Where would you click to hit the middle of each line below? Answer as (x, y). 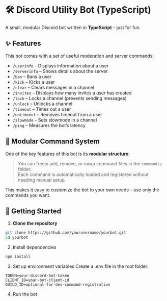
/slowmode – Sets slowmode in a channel (55, 120)
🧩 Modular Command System (53, 142)
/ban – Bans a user (32, 77)
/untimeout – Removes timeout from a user (58, 114)
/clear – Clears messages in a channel (53, 87)
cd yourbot (17, 238)
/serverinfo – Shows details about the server (60, 71)
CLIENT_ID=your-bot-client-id (37, 280)
